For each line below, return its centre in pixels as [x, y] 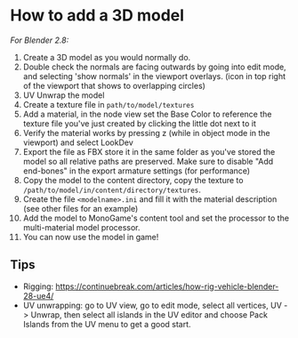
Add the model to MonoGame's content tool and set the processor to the [156, 218]
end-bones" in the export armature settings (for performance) [137, 171]
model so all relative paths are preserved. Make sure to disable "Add [148, 161]
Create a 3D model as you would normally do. [107, 57]
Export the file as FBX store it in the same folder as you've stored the [149, 151]
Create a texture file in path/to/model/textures [109, 104]
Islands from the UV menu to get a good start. [107, 324]
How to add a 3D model [97, 16]
